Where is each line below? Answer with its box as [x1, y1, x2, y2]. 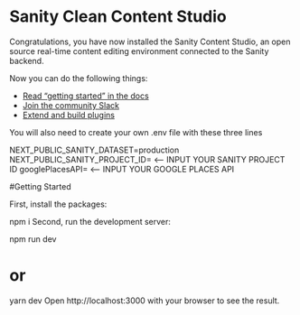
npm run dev [9, 233, 57, 245]
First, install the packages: [9, 199, 108, 209]
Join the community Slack [22, 99, 120, 110]
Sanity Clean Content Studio [9, 6, 228, 27]
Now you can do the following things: [9, 72, 148, 83]
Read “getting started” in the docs [22, 90, 149, 101]
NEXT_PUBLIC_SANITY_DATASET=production [9, 144, 180, 155]
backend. [9, 55, 44, 66]
